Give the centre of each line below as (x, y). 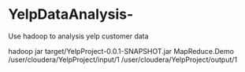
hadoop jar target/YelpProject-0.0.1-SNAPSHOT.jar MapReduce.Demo (121, 51)
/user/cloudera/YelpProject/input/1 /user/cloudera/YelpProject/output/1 (123, 59)
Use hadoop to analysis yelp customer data (78, 36)
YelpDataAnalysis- (71, 14)
